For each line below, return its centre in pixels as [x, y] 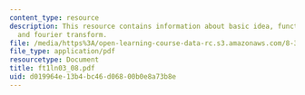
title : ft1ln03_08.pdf [52, 69]
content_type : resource [54, 18]
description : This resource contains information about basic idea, [142, 26]
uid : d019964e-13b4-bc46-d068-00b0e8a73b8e [93, 77]
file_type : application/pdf [63, 52]
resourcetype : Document [54, 60]
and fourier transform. [62, 34]
